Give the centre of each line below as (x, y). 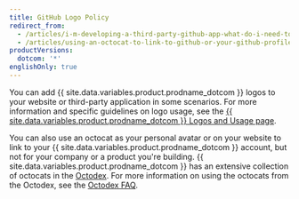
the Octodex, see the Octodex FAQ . (74, 185)
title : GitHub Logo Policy (59, 17)
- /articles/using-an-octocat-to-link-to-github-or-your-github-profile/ (157, 42)
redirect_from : (37, 26)
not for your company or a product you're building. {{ (106, 156)
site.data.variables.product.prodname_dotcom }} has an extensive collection (149, 166)
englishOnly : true (43, 68)
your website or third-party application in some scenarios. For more (133, 101)
